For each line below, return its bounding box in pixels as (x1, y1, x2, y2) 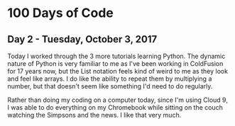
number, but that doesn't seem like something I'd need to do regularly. (7, 82, 213, 90)
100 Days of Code (7, 5, 114, 21)
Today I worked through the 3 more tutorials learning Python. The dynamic (7, 52, 226, 60)
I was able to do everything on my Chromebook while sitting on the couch (7, 103, 224, 111)
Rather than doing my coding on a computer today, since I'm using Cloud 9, (7, 96, 229, 104)
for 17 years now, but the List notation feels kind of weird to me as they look (7, 67, 229, 75)
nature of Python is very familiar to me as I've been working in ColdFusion (7, 59, 224, 68)
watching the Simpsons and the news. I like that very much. (7, 111, 182, 119)
